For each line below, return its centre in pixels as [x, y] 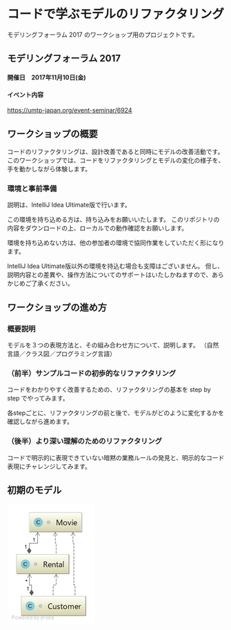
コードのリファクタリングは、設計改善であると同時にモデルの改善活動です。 [115, 151]
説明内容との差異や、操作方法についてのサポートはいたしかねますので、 [110, 275]
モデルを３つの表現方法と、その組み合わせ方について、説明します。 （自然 [113, 345]
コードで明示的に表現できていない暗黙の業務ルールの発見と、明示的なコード [116, 457]
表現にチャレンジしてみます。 [49, 466]
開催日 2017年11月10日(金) [47, 77]
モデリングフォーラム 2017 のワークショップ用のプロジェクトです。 [103, 35]
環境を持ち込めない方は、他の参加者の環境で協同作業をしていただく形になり [116, 243]
